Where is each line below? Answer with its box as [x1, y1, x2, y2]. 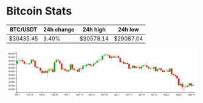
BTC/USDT [10, 26, 38, 33]
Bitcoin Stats [6, 4, 72, 18]
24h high [82, 26, 106, 33]
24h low [117, 26, 139, 33]
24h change [43, 26, 75, 33]
